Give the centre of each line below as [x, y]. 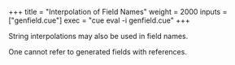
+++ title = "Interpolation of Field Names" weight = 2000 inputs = [118, 12]
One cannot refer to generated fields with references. [98, 52]
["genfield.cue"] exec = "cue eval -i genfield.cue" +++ [100, 20]
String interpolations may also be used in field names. [98, 36]
